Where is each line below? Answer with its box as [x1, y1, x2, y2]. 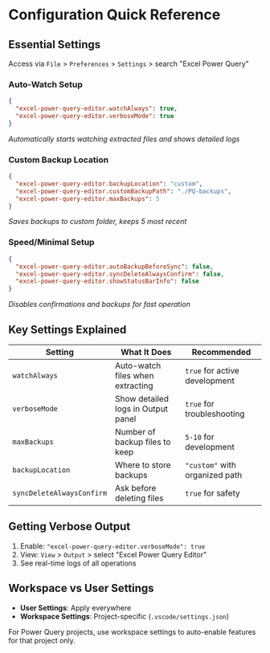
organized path [184, 469, 243, 480]
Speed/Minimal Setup [8, 237, 95, 248]
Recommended [191, 346, 252, 357]
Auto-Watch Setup [8, 79, 83, 90]
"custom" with [184, 459, 237, 471]
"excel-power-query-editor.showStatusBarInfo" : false [15, 277, 199, 286]
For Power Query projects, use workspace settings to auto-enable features [8, 626, 256, 636]
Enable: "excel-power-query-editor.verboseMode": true [19, 541, 206, 551]
